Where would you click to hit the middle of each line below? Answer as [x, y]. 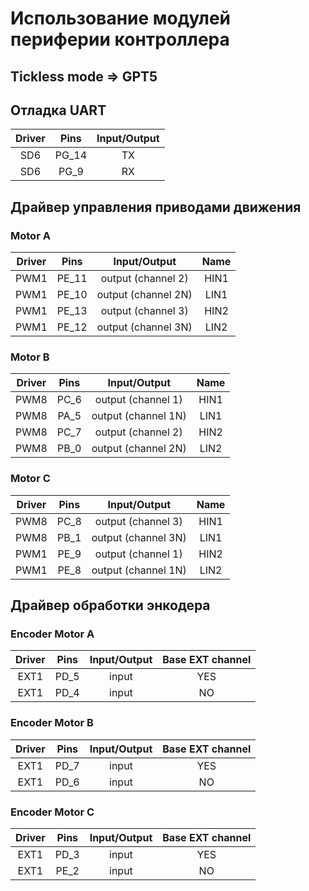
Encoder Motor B [52, 723]
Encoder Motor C [52, 812]
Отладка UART [58, 110]
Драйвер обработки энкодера [110, 605]
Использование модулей [121, 18]
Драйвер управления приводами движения [156, 207]
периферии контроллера [120, 39]
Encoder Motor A [52, 634]
